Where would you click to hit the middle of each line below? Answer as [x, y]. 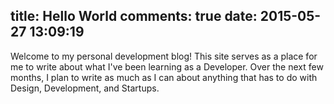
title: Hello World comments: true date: [134, 16]
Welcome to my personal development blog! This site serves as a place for [164, 56]
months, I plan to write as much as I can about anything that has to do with [164, 77]
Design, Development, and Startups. [85, 88]
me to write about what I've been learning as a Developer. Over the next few [167, 66]
